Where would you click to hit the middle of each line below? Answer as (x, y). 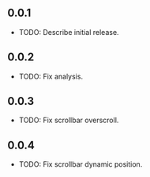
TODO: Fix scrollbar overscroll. (69, 120)
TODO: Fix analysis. (51, 76)
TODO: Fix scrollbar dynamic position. (81, 164)
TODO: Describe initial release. (69, 32)
